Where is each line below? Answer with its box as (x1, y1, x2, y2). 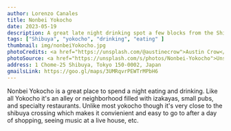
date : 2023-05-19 (7, 23, 57, 30)
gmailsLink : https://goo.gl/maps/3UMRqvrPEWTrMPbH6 (7, 68, 158, 74)
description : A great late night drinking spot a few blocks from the (7, 29, 214, 37)
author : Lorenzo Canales (7, 10, 78, 17)
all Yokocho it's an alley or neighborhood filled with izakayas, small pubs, (7, 94, 214, 102)
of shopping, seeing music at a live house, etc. (7, 116, 139, 124)
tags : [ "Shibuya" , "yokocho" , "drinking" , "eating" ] (7, 36, 165, 43)
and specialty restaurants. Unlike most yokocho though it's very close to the (7, 101, 223, 110)
